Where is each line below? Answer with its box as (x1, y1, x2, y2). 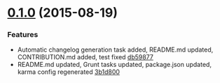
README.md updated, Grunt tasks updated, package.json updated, (17, 61, 212, 69)
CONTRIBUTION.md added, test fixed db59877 (17, 53, 154, 61)
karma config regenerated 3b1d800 (17, 68, 121, 76)
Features (7, 30, 39, 40)
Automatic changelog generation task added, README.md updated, (17, 45, 214, 54)
